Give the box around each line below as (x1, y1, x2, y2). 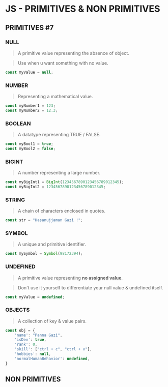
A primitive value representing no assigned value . (17, 275, 123, 281)
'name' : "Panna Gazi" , (14, 333, 63, 338)
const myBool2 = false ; (5, 146, 56, 151)
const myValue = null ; (5, 70, 53, 75)
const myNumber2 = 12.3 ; (5, 108, 58, 113)
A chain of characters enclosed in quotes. (17, 208, 106, 214)
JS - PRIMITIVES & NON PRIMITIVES (5, 3, 160, 15)
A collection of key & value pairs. (17, 318, 87, 324)
